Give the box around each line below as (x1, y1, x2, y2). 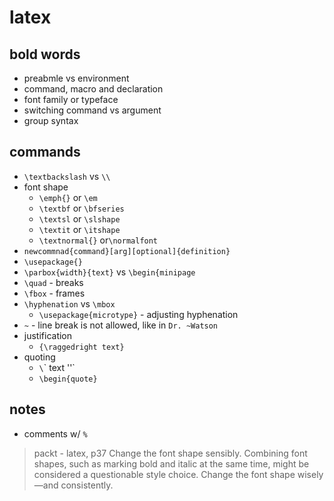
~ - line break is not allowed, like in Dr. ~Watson (23, 319, 219, 331)
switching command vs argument (23, 104, 162, 116)
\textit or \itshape (38, 223, 121, 235)
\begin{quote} (38, 374, 98, 384)
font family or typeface (23, 94, 119, 105)
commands (9, 144, 81, 161)
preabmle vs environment (23, 72, 130, 84)
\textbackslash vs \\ (23, 170, 111, 182)
